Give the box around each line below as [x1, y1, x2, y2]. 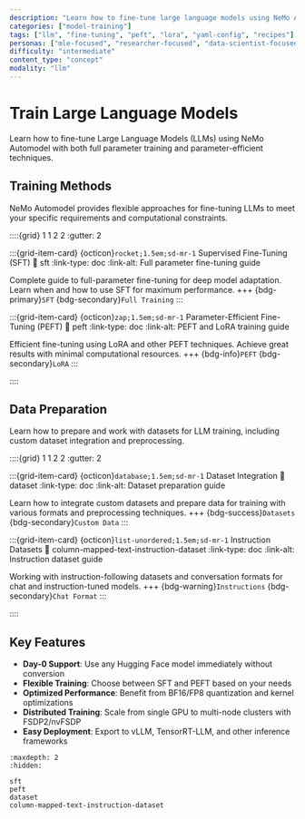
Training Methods [9, 179, 112, 194]
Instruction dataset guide [9, 554, 103, 565]
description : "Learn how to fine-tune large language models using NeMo [9, 13, 290, 23]
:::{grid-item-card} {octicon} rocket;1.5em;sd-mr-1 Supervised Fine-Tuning [9, 247, 288, 258]
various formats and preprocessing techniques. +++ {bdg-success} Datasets [9, 507, 296, 518]
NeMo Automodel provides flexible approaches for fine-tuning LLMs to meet [9, 202, 295, 213]
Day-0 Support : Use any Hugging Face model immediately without [22, 658, 273, 669]
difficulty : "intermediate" [9, 47, 116, 56]
